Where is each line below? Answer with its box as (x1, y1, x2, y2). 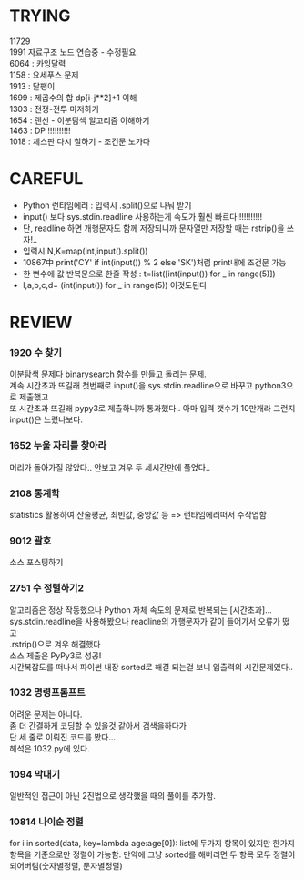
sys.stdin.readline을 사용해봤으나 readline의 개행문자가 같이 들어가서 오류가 (9, 616, 280, 626)
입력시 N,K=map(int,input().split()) (22, 245, 148, 256)
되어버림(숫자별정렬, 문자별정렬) (9, 861, 123, 872)
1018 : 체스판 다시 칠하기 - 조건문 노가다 (9, 136, 151, 147)
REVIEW (9, 312, 73, 333)
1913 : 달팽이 (9, 80, 56, 91)
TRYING (9, 5, 71, 26)
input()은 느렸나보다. (9, 414, 84, 425)
